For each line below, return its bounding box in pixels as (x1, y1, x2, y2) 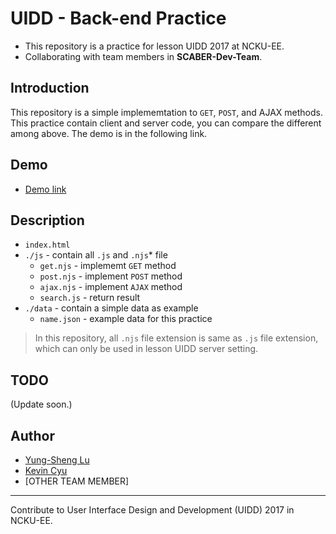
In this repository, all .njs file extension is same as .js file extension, (34, 332, 319, 344)
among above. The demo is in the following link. (10, 127, 208, 139)
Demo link (24, 183, 67, 195)
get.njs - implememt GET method (39, 260, 177, 272)
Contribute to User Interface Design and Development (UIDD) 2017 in (10, 504, 295, 516)
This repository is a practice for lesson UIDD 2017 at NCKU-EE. (24, 40, 285, 52)
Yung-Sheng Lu (24, 454, 90, 466)
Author (10, 427, 55, 444)
